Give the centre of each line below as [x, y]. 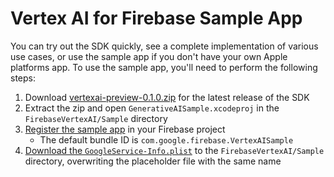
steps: [23, 78]
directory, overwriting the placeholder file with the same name [153, 161]
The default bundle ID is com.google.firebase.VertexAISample [166, 139]
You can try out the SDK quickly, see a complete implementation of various [164, 46]
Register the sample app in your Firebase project [125, 129]
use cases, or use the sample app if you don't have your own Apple [149, 56]
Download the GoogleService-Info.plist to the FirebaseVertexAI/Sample [174, 150]
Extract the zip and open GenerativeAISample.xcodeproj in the [152, 108]
